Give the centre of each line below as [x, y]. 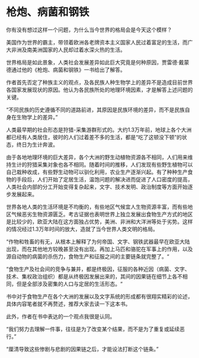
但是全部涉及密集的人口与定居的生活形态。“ [70, 284]
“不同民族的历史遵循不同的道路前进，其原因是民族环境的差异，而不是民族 [96, 110]
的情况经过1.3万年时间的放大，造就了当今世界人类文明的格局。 [82, 229]
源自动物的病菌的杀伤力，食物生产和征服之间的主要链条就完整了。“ [88, 256]
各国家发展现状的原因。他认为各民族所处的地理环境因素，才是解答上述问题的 [99, 89]
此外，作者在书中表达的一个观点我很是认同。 [61, 316]
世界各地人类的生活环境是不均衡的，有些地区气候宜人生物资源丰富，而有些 [97, 207]
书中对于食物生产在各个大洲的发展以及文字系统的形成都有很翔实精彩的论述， [99, 296]
